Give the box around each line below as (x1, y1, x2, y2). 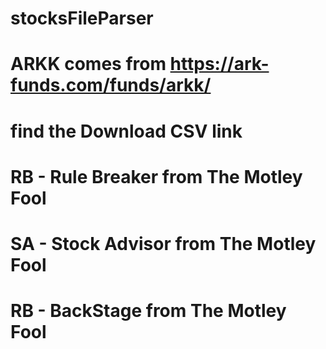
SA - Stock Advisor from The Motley (10, 232, 317, 255)
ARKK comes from (10, 53, 167, 76)
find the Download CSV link (10, 120, 243, 142)
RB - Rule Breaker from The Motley (10, 165, 303, 188)
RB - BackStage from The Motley (10, 300, 287, 322)
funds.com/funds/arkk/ (10, 74, 212, 97)
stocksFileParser (10, 7, 154, 30)
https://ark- (169, 53, 270, 76)
